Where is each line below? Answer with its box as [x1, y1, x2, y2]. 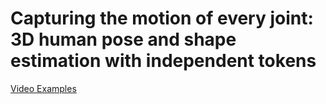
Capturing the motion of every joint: [10, 7, 314, 30]
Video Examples [10, 82, 77, 94]
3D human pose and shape [10, 28, 237, 51]
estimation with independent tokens [10, 50, 317, 72]
